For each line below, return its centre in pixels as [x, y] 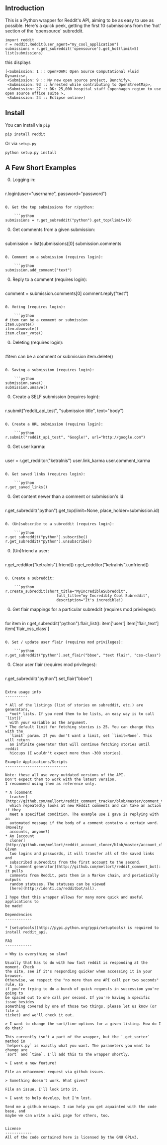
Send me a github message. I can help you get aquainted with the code [81, 1107]
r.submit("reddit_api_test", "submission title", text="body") [65, 411]
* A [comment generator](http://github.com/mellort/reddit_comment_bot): [83, 867]
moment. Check [20, 967]
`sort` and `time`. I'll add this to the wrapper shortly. [68, 1055]
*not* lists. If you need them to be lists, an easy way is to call [82, 714]
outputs [13, 880]
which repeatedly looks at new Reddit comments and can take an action [85, 806]
